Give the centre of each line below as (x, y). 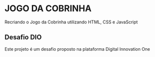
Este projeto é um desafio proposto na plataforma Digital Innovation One (77, 49)
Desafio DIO (23, 37)
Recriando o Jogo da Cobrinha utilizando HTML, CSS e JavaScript (71, 22)
